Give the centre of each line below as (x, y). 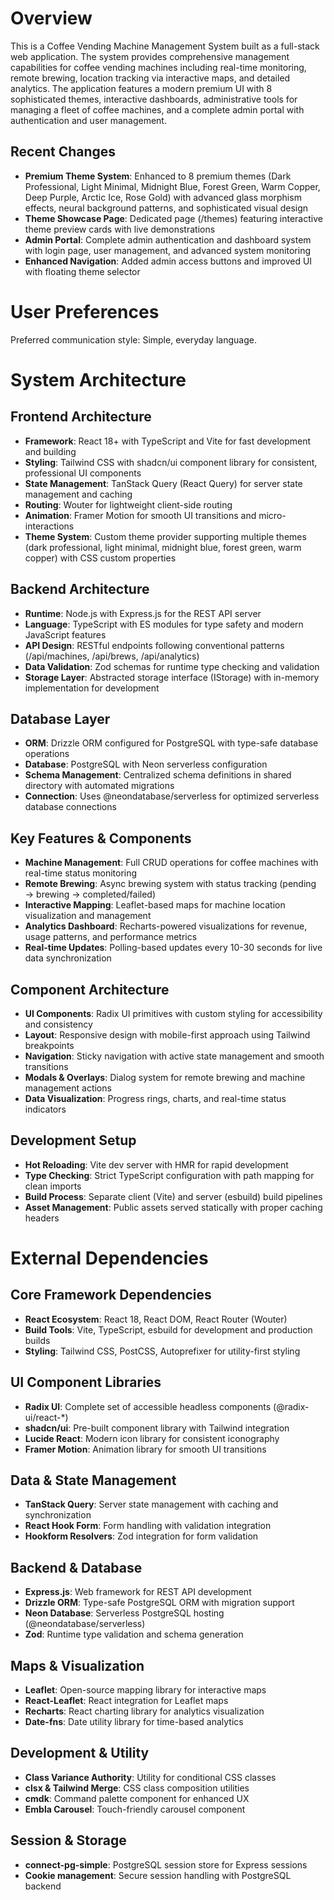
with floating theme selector (82, 271)
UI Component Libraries (86, 1382)
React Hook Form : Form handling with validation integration (148, 1526)
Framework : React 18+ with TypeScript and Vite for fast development (168, 441)
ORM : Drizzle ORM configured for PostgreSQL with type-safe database (171, 743)
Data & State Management (93, 1480)
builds (37, 1340)
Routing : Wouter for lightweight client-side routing (128, 504)
